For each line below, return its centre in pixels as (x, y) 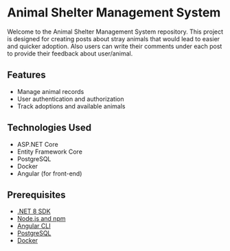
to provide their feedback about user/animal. (70, 53)
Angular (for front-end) (49, 174)
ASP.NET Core (37, 144)
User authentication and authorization (71, 99)
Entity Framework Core (49, 152)
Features (26, 75)
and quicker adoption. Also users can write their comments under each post (115, 46)
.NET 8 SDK (34, 211)
